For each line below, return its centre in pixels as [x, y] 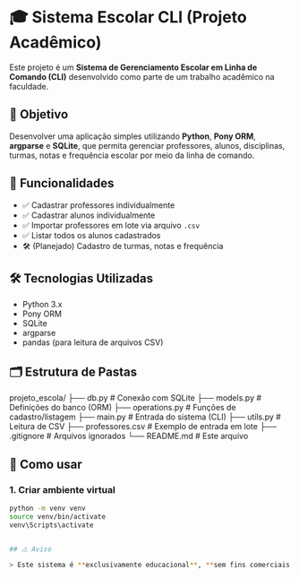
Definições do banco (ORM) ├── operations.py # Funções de [123, 408]
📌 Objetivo [39, 114]
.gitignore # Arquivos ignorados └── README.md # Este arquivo [129, 436]
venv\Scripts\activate [51, 525]
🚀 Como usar [46, 464]
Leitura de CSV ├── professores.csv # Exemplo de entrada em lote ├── [143, 427]
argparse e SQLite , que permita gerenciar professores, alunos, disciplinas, [147, 145]
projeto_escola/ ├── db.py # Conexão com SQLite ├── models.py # [136, 398]
